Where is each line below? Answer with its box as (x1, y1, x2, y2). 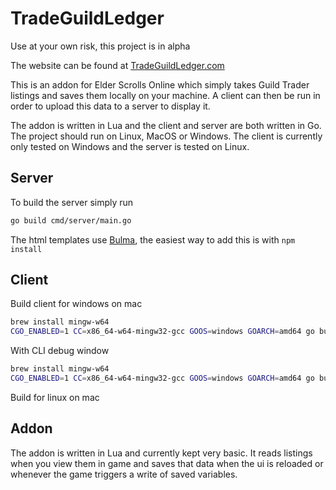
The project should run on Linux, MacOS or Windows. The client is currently (10, 130, 323, 142)
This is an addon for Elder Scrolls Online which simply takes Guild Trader (10, 78, 310, 91)
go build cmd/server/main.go (10, 215, 132, 226)
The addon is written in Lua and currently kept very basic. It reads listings (10, 447, 313, 459)
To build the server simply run (10, 196, 134, 208)
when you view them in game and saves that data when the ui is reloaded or (10, 457, 324, 469)
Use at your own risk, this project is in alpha (10, 40, 191, 52)
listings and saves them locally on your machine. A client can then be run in (10, 89, 321, 101)
